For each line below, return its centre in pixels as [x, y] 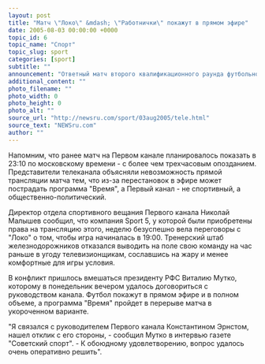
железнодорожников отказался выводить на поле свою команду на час [130, 246]
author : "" [26, 132]
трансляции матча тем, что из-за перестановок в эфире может [115, 180]
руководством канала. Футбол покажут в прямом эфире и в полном [123, 294]
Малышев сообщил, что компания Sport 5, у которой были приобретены [130, 221]
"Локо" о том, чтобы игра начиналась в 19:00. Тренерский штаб [116, 237]
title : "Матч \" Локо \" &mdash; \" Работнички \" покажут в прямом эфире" [128, 23]
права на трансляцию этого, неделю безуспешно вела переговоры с [125, 228]
